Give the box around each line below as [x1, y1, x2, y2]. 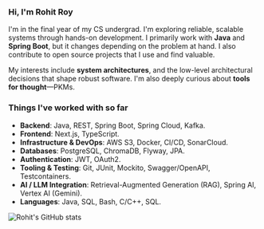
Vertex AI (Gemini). [19, 188, 82, 198]
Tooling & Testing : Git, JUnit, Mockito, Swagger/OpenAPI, [19, 163, 211, 172]
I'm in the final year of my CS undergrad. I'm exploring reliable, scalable [8, 25, 244, 34]
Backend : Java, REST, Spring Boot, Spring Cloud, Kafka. [19, 120, 206, 130]
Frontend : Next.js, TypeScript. [19, 128, 120, 138]
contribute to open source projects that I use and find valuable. [8, 50, 215, 60]
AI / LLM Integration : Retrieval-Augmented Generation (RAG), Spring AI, [19, 180, 257, 189]
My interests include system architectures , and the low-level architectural [8, 65, 253, 75]
